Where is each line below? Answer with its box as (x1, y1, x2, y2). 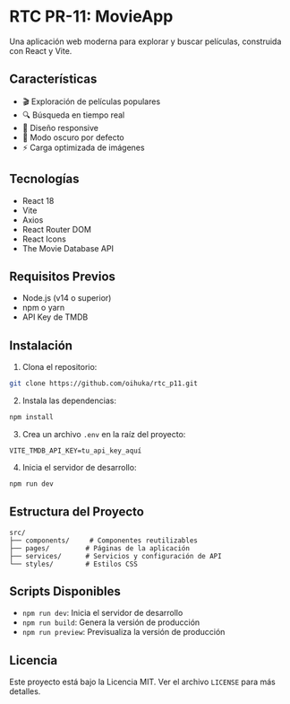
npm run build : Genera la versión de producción (21, 617, 200, 628)
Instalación (9, 338, 73, 353)
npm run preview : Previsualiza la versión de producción (21, 627, 226, 638)
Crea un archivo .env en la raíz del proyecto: (21, 428, 186, 439)
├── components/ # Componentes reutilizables (9, 536, 199, 545)
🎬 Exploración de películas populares (21, 96, 161, 107)
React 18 (21, 195, 55, 206)
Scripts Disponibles (9, 584, 121, 599)
